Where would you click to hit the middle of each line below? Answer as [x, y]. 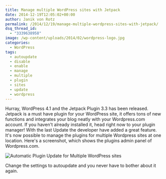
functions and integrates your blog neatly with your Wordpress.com [75, 120]
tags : [11, 52]
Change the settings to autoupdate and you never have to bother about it [81, 166]
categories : [18, 43]
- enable [19, 66]
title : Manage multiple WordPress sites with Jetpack [63, 10]
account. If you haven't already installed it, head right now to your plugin [80, 125]
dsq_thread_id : [21, 29]
